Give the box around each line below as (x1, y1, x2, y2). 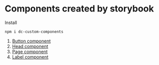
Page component (12, 48, 48, 54)
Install (5, 19, 17, 25)
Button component (12, 38, 51, 44)
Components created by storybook (5, 3, 154, 14)
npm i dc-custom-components (5, 29, 64, 34)
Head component (12, 43, 48, 49)
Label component (12, 53, 49, 60)
